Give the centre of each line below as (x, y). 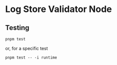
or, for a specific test (27, 48)
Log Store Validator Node (59, 9)
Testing (17, 28)
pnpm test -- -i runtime (31, 57)
